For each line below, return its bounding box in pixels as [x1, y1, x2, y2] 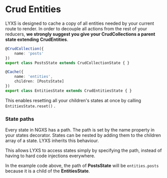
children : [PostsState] [14, 79, 65, 84]
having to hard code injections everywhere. [5, 153, 95, 159]
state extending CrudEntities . [5, 36, 69, 42]
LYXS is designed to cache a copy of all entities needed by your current [5, 20, 154, 26]
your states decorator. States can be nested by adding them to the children [5, 132, 161, 139]
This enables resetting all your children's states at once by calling [5, 97, 141, 103]
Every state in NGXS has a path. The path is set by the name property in [5, 127, 155, 133]
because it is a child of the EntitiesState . [5, 168, 90, 174]
